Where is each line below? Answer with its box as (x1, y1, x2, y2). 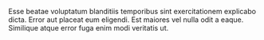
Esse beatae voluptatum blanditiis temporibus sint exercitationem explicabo (8, 7, 257, 16)
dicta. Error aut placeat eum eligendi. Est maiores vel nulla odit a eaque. (8, 15, 244, 24)
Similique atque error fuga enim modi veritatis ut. (8, 24, 169, 32)
